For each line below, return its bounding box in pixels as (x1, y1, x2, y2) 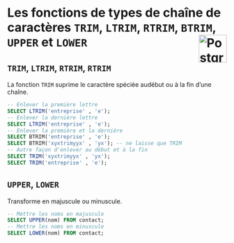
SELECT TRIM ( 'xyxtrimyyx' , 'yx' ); (7, 153, 111, 160)
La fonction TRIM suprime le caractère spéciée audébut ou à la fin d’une (7, 81, 212, 88)
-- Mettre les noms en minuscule (7, 224, 104, 231)
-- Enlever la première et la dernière (7, 127, 123, 134)
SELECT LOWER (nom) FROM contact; (7, 230, 104, 237)
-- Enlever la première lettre (7, 101, 98, 108)
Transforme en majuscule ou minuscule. (7, 196, 123, 206)
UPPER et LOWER (7, 35, 88, 50)
